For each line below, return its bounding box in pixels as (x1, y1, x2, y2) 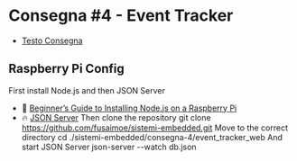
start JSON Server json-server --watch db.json (21, 141, 197, 152)
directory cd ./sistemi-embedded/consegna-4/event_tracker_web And (21, 131, 283, 142)
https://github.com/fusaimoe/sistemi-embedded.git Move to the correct (21, 122, 289, 133)
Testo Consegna (21, 35, 83, 46)
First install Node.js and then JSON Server (8, 85, 166, 95)
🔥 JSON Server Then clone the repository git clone (21, 112, 211, 122)
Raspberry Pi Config (8, 61, 125, 76)
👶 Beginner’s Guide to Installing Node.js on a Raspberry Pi (21, 103, 237, 113)
